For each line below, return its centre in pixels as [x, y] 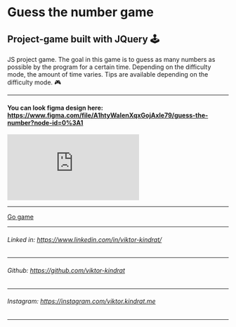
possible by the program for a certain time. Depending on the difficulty [109, 67]
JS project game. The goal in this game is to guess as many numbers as [111, 59]
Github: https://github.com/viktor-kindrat [66, 270]
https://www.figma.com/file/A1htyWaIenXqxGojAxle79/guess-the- [108, 115]
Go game [20, 217]
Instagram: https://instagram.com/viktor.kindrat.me [81, 301]
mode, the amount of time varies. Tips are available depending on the [108, 74]
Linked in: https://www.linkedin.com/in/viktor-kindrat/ [85, 239]
